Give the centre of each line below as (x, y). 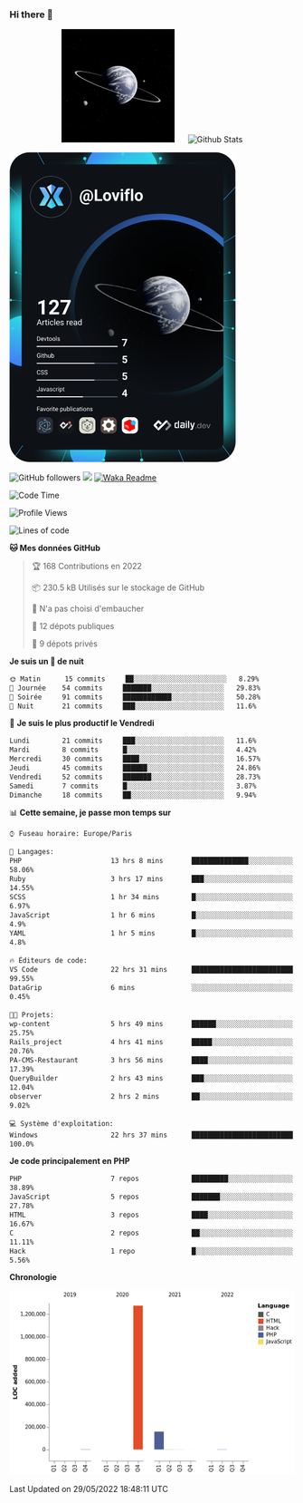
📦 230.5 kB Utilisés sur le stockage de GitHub (118, 587)
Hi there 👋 (32, 15)
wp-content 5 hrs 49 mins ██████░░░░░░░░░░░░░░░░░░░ (151, 1024)
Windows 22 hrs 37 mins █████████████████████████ (151, 1135)
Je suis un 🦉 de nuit (47, 662)
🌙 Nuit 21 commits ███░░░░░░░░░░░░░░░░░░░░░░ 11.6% (133, 706)
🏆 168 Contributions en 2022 (87, 567)
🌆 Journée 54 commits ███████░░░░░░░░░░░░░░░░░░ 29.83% (135, 688)
